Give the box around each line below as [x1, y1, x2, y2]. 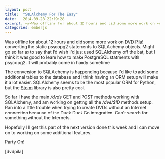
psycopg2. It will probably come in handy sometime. [5, 60, 111, 66]
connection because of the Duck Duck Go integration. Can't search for [5, 110, 148, 115]
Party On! [5, 139, 25, 145]
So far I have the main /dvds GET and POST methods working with [5, 94, 139, 100]
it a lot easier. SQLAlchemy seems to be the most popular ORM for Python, [5, 79, 156, 86]
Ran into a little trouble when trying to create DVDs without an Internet [5, 105, 147, 111]
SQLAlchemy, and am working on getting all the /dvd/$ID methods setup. [5, 99, 153, 105]
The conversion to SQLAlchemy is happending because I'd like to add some [5, 69, 159, 75]
